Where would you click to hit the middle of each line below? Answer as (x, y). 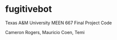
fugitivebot (29, 9)
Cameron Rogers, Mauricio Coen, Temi (45, 32)
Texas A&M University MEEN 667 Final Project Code (58, 23)
